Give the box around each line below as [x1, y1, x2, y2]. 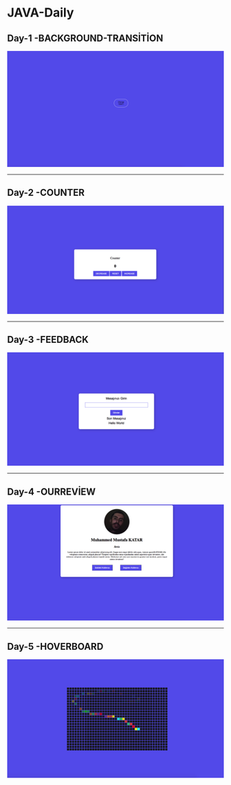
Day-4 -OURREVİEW [7, 486, 96, 497]
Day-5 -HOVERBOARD [7, 640, 104, 653]
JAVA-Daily [7, 5, 74, 21]
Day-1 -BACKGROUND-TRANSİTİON [7, 32, 164, 44]
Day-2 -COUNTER [7, 187, 85, 199]
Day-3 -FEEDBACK [7, 333, 89, 346]
